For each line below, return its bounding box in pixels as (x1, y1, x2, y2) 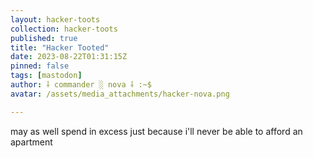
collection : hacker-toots (10, 24, 118, 34)
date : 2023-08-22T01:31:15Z (10, 52, 128, 62)
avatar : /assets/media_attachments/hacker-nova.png (10, 89, 230, 99)
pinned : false (10, 61, 70, 71)
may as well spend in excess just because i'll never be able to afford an (10, 125, 303, 137)
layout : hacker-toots (10, 14, 101, 25)
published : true (10, 33, 78, 43)
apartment (10, 136, 53, 148)
